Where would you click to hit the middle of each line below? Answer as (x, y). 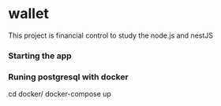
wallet (29, 14)
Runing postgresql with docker (68, 77)
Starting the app (40, 56)
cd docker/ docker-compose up (60, 94)
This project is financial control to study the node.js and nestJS (110, 35)
